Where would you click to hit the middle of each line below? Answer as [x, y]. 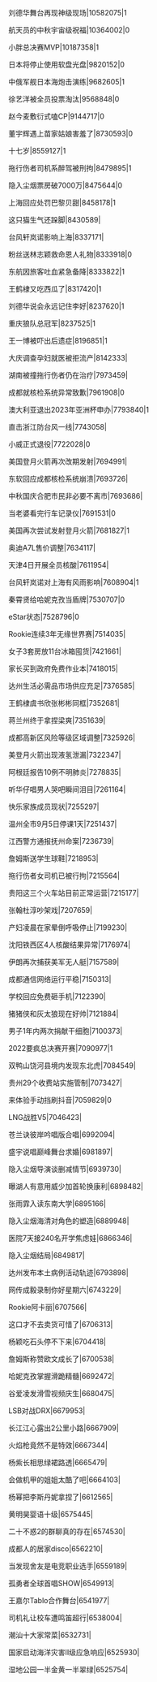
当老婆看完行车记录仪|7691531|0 [62, 513]
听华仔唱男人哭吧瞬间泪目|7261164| [67, 789]
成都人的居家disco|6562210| [56, 1549]
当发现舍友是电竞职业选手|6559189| [68, 1566]
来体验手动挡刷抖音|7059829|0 [60, 1100]
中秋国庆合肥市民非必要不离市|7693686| [76, 496]
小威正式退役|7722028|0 [49, 444]
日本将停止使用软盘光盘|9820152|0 [67, 65]
